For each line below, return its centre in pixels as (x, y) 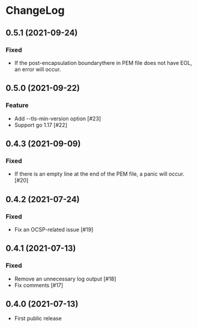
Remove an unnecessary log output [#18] (65, 279)
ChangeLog (35, 11)
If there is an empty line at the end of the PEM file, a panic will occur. (99, 174)
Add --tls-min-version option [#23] (58, 119)
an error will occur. (37, 69)
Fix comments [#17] (39, 285)
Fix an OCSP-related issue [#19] (54, 229)
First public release (38, 318)
